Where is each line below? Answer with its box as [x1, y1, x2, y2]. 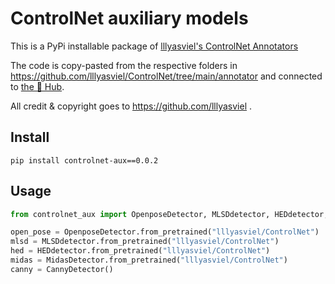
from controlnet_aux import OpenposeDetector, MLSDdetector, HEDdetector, [10, 209, 329, 219]
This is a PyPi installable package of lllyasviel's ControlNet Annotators [10, 40, 299, 52]
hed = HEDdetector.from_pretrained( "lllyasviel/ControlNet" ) [10, 246, 271, 256]
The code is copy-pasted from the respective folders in [10, 59, 238, 71]
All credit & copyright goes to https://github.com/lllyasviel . [10, 100, 253, 112]
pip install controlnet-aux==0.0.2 [10, 155, 159, 166]
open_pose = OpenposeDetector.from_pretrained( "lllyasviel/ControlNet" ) [10, 227, 320, 237]
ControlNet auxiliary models [10, 7, 249, 30]
